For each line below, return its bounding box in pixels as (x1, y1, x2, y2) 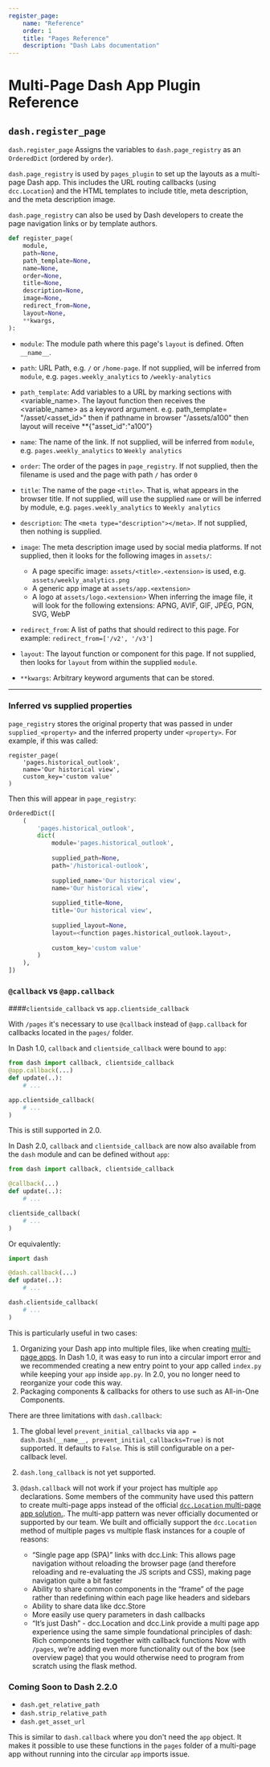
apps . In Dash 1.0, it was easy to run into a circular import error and (39, 1352, 261, 1361)
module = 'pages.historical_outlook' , (51, 839, 174, 848)
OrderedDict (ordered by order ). (8, 154, 114, 163)
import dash (8, 1254, 48, 1262)
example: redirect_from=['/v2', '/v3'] (19, 633, 153, 642)
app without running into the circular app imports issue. (8, 1749, 190, 1759)
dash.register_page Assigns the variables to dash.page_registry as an (8, 145, 241, 155)
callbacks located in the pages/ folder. (8, 1028, 134, 1038)
